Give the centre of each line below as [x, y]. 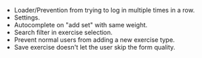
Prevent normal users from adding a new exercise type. [94, 40]
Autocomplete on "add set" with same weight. [81, 25]
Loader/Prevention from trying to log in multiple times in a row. [104, 10]
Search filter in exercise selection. [63, 32]
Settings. [27, 17]
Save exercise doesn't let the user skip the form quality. [95, 47]
